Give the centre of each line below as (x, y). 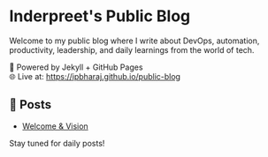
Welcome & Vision (55, 126)
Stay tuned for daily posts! (57, 143)
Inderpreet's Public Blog (100, 16)
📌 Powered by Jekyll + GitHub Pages (76, 67)
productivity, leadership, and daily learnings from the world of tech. (132, 49)
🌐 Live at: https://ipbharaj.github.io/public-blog (95, 76)
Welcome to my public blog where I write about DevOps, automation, (134, 41)
